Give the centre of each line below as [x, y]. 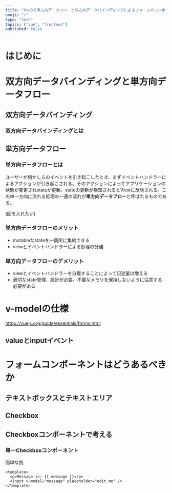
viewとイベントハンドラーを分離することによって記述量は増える [80, 273]
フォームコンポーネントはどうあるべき [86, 364]
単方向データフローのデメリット [45, 261]
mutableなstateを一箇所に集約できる [51, 240]
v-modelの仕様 [37, 309]
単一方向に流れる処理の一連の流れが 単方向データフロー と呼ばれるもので [86, 196]
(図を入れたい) [20, 213]
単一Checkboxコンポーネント [42, 450]
